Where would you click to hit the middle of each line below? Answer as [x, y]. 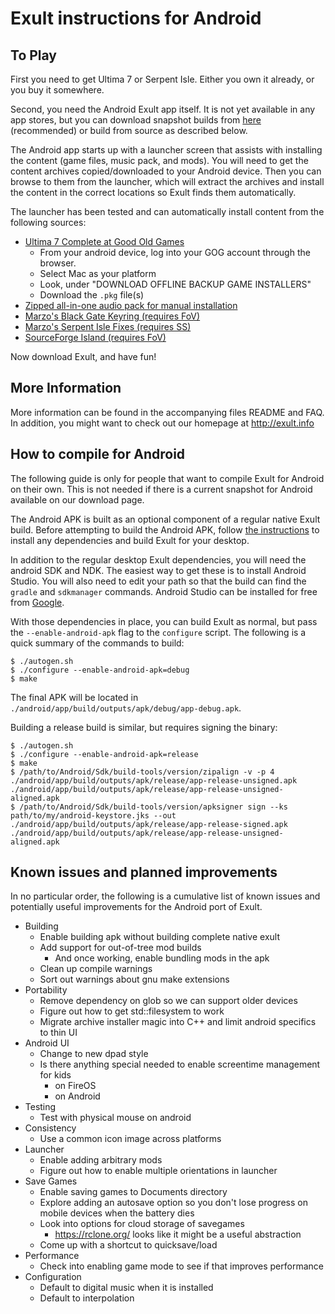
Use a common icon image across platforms [130, 1139]
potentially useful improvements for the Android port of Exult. [136, 907]
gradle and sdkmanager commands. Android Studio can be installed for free [164, 591]
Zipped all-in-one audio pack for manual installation [131, 305]
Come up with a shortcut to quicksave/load [128, 1245]
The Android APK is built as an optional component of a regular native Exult [165, 519]
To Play [34, 55]
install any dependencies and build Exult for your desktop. [130, 540]
